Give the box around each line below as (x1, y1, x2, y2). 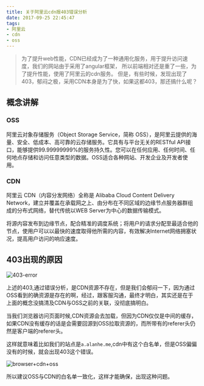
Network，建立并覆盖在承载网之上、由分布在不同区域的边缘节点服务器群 (6, 199, 188, 206)
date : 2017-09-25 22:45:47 (6, 15, 75, 21)
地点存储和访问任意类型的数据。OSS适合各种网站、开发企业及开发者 (11, 153, 183, 161)
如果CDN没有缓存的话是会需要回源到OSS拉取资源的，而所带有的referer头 (6, 319, 191, 327)
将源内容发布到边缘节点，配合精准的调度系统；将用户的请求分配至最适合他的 (6, 219, 199, 227)
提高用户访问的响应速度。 (16, 235, 81, 242)
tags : (6, 20, 20, 26)
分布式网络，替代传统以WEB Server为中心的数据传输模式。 (16, 206, 164, 214)
